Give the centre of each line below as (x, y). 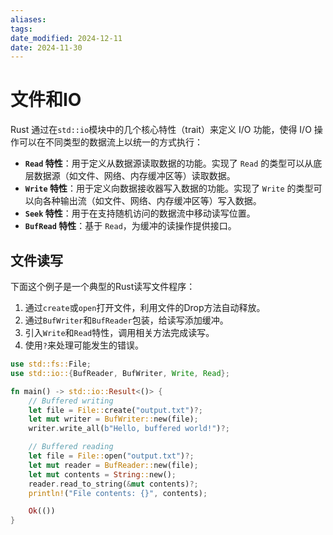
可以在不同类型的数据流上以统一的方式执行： (110, 142)
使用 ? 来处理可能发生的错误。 (84, 345)
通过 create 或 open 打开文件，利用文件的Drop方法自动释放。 (145, 307)
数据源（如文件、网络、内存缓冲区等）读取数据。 (134, 176)
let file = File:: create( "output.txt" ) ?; (115, 410)
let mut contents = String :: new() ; (102, 474)
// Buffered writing (71, 401)
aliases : (28, 19)
